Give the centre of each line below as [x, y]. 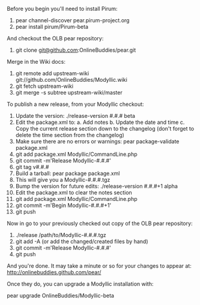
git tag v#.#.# [32, 167]
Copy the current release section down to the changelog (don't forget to [105, 128]
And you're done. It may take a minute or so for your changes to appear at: [99, 266]
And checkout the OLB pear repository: [55, 38]
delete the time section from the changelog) [70, 135]
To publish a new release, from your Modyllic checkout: [75, 104]
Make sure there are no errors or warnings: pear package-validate [97, 141]
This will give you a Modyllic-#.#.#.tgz [63, 180]
